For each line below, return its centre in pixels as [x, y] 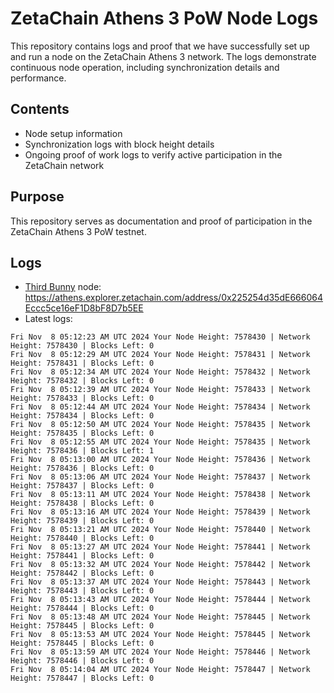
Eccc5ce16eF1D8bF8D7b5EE [84, 308]
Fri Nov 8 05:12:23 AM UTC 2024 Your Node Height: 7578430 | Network [160, 337]
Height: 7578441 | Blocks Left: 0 [82, 556]
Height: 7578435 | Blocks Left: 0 [82, 433]
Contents [40, 109]
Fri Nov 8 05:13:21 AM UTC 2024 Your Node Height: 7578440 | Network [160, 530]
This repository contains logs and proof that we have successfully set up [160, 46]
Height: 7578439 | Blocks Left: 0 [82, 521]
